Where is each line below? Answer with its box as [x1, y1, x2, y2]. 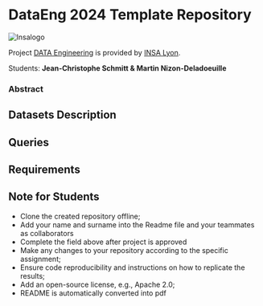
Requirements [8, 163, 80, 177]
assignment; [19, 254, 62, 263]
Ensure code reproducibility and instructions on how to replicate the [19, 263, 245, 272]
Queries [8, 135, 50, 149]
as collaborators [19, 228, 74, 238]
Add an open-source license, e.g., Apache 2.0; [19, 279, 175, 289]
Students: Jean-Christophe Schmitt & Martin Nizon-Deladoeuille [8, 63, 227, 73]
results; [19, 271, 46, 280]
